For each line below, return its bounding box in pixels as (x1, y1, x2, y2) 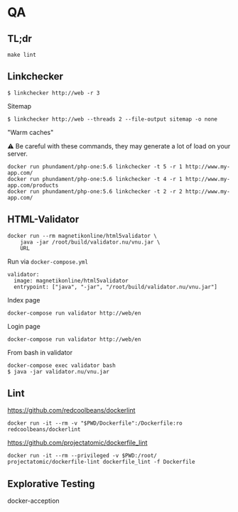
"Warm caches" (7, 128, 54, 136)
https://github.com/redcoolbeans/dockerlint (7, 406, 136, 415)
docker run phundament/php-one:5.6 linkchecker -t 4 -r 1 (7, 175, 183, 183)
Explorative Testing (7, 477, 95, 490)
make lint (7, 51, 37, 58)
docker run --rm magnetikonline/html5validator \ (7, 232, 158, 239)
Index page (7, 295, 40, 304)
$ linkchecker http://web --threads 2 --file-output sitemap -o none (7, 115, 218, 123)
